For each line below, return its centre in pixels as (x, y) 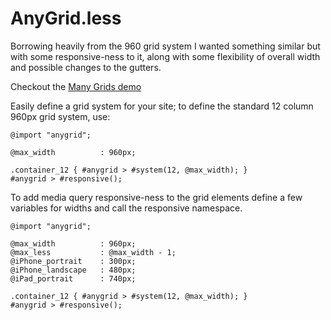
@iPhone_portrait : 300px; (73, 261)
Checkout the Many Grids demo (76, 86)
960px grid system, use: (60, 116)
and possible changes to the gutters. (86, 67)
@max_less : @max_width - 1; (93, 252)
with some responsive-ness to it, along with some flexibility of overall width (165, 56)
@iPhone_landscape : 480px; (73, 270)
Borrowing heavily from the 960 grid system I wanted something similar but (165, 46)
